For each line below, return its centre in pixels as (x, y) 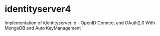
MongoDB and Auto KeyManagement (43, 28)
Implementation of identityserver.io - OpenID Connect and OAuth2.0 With (80, 23)
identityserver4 (38, 9)
